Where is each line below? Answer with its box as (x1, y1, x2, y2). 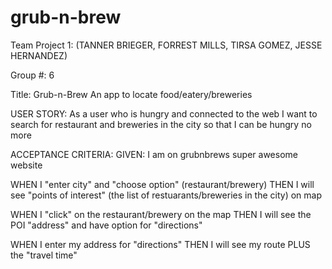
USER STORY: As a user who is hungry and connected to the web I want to (10, 107, 318, 120)
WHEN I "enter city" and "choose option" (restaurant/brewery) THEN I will (10, 178, 315, 190)
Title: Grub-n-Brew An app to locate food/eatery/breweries (10, 88, 253, 100)
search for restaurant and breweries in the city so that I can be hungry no (10, 118, 312, 130)
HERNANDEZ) (10, 49, 68, 61)
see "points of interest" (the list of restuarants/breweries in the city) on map (10, 189, 323, 201)
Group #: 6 (10, 69, 55, 81)
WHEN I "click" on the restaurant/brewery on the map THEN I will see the (10, 208, 312, 220)
